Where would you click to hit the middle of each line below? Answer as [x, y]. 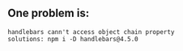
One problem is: [49, 13]
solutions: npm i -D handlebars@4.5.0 [73, 39]
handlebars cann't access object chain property [91, 32]
